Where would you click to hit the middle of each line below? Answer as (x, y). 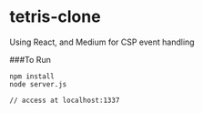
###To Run (30, 59)
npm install (32, 76)
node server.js (38, 84)
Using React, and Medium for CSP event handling (102, 42)
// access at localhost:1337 (65, 100)
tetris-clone (56, 17)
